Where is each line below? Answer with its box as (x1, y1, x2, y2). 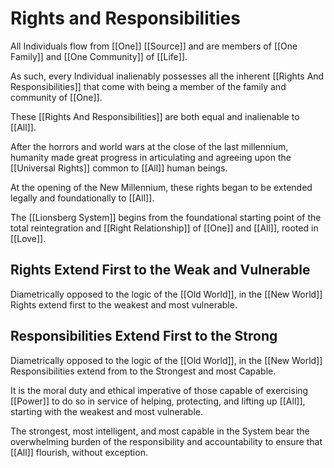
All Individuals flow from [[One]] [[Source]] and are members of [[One (10, 40, 298, 52)
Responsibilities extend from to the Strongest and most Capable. (10, 365, 277, 377)
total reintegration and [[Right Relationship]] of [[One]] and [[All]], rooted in (10, 222, 319, 234)
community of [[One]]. (10, 91, 103, 103)
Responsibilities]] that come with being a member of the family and (10, 80, 287, 92)
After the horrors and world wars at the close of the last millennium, (10, 140, 289, 152)
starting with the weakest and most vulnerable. (10, 405, 204, 417)
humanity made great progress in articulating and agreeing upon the (10, 151, 292, 163)
